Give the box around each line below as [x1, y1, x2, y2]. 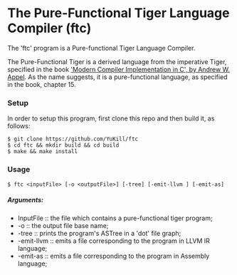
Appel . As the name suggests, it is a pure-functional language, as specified [7, 73, 228, 81]
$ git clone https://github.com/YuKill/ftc [7, 135, 139, 143]
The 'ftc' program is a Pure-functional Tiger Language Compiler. [7, 43, 196, 52]
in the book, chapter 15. [7, 80, 76, 88]
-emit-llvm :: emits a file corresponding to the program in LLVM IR [17, 237, 210, 245]
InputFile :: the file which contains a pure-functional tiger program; [17, 214, 213, 222]
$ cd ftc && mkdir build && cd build [7, 142, 120, 149]
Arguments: [7, 196, 44, 204]
